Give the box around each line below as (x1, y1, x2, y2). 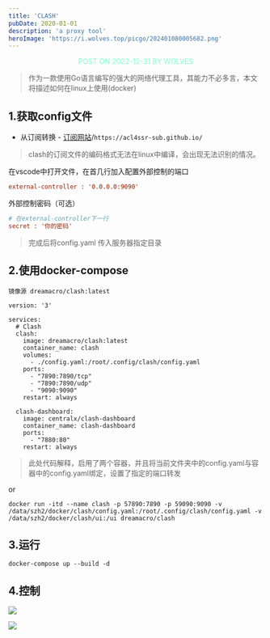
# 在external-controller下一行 (8, 214, 109, 222)
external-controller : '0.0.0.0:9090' (8, 183, 139, 191)
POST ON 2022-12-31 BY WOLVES (78, 57, 194, 66)
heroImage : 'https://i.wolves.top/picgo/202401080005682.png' (8, 34, 222, 43)
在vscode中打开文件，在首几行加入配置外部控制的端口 (8, 167, 189, 176)
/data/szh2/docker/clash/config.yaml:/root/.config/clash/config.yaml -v (8, 507, 263, 515)
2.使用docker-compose (8, 264, 129, 277)
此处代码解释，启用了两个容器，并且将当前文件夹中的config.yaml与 (27, 458, 252, 467)
